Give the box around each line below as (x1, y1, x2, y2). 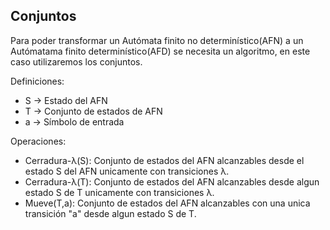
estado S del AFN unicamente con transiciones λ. (24, 165, 230, 177)
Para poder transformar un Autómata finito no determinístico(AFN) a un (10, 34, 304, 46)
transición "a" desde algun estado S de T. (24, 207, 197, 219)
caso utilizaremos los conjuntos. (10, 55, 143, 68)
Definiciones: (10, 75, 65, 87)
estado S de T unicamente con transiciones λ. (24, 186, 215, 198)
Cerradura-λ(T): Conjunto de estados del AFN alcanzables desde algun (24, 175, 320, 188)
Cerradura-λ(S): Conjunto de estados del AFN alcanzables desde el (24, 154, 305, 166)
